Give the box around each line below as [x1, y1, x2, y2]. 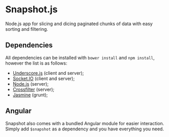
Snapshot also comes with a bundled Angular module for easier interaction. [5, 120, 164, 126]
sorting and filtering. [5, 26, 49, 32]
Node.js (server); [12, 81, 49, 87]
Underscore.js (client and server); [12, 70, 84, 76]
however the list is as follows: [5, 60, 68, 66]
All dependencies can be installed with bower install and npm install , [5, 54, 155, 61]
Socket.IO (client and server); [12, 75, 75, 82]
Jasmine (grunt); [12, 91, 48, 98]
